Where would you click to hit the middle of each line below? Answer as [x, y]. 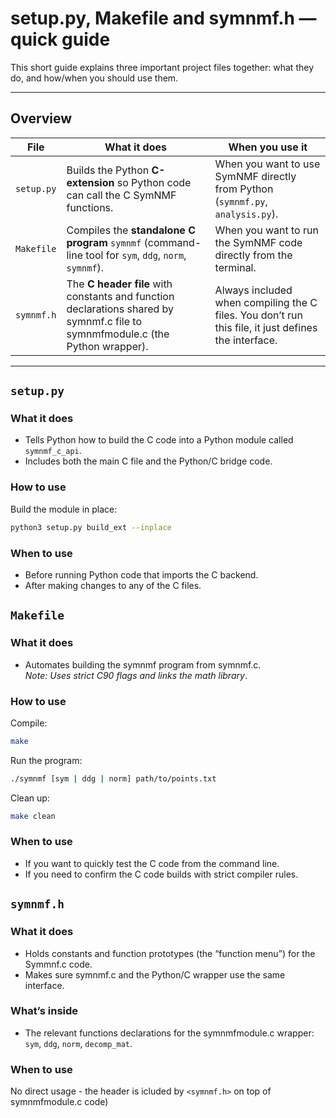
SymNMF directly [255, 176]
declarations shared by [120, 309]
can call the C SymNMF [121, 195]
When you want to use [267, 164]
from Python [244, 189]
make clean [33, 816]
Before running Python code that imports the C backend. [141, 574]
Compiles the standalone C [131, 230]
